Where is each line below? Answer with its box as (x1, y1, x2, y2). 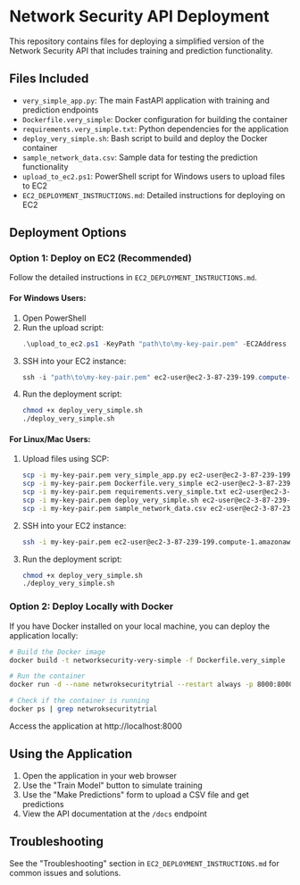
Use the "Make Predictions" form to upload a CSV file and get (21, 789, 250, 800)
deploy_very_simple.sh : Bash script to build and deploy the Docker (21, 132, 268, 144)
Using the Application (9, 747, 133, 762)
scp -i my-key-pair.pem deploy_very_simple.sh (21, 496, 199, 505)
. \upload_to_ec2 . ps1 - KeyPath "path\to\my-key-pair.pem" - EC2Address (21, 339, 287, 348)
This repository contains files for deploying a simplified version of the (9, 36, 265, 46)
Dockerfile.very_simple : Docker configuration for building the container (21, 113, 288, 124)
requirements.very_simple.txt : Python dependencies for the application (21, 123, 289, 134)
